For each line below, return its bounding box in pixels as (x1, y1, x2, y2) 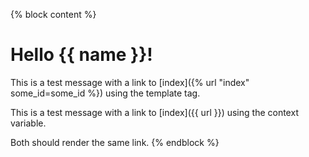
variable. (10, 117, 47, 129)
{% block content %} (10, 9, 97, 20)
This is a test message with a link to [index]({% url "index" (10, 76, 250, 88)
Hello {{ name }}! (10, 44, 153, 66)
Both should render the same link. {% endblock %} (10, 136, 220, 148)
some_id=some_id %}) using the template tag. (10, 87, 201, 99)
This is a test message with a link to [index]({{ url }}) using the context (10, 106, 299, 118)
